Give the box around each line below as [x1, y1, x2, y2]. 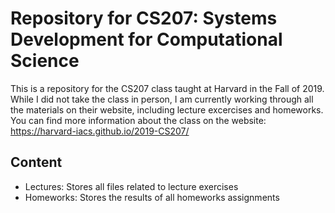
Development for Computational [10, 28, 283, 51]
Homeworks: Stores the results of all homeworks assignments [24, 191, 280, 203]
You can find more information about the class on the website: [10, 114, 267, 126]
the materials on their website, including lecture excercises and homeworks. [10, 103, 324, 116]
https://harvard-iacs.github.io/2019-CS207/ [10, 125, 190, 137]
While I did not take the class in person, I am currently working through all [10, 93, 314, 105]
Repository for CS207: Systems [10, 7, 278, 30]
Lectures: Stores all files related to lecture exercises [24, 180, 239, 192]
